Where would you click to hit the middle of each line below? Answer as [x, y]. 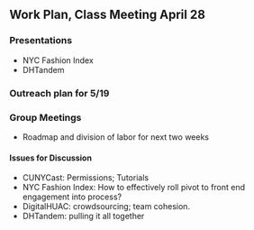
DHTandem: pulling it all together [83, 216]
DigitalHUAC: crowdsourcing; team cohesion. [106, 207]
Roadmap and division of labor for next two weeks [116, 137]
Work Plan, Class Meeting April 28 [107, 15]
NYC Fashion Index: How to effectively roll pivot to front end [134, 188]
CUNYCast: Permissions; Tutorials [86, 178]
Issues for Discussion [51, 158]
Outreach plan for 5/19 [59, 93]
